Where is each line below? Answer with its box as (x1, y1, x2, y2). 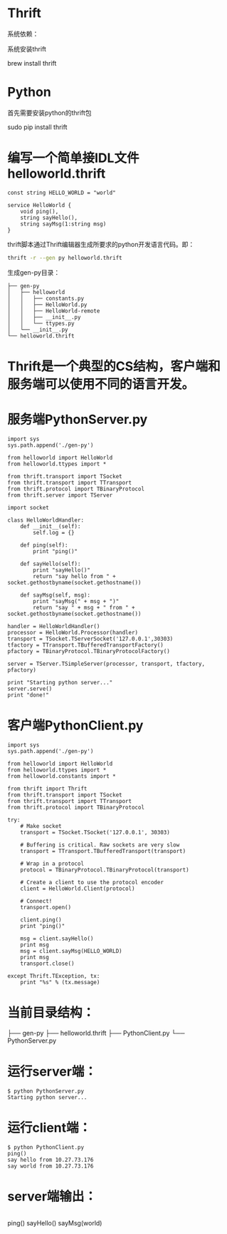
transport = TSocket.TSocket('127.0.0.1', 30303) (20, 829, 171, 836)
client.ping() (20, 916, 62, 924)
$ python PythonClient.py (7, 1143, 84, 1150)
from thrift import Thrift (7, 785, 88, 792)
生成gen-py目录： (7, 268, 60, 276)
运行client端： (7, 1119, 92, 1136)
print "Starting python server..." (7, 679, 113, 686)
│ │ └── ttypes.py (7, 320, 75, 327)
